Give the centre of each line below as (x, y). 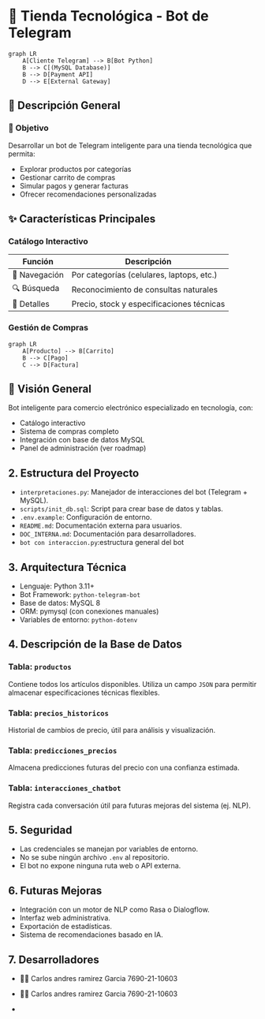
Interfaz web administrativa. (65, 918)
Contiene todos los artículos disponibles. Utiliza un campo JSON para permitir (132, 684)
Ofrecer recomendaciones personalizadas (88, 194)
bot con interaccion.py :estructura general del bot (102, 543)
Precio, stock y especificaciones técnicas (148, 304)
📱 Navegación (38, 275)
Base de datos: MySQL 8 (60, 603)
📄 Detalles (31, 304)
